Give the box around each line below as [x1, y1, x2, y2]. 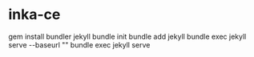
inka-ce [8, 6, 61, 24]
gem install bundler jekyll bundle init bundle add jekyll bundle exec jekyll [8, 32, 247, 41]
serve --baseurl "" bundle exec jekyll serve [8, 40, 151, 49]
